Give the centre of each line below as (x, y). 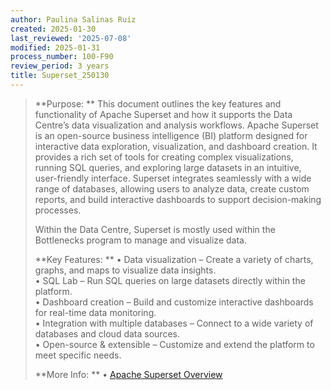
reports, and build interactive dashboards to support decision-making (178, 199)
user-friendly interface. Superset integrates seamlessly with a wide (173, 178)
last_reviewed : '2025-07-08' (71, 38)
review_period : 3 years (60, 66)
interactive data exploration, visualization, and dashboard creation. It (176, 146)
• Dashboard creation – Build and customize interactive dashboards (174, 302)
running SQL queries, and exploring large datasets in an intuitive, (168, 167)
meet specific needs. (78, 355)
